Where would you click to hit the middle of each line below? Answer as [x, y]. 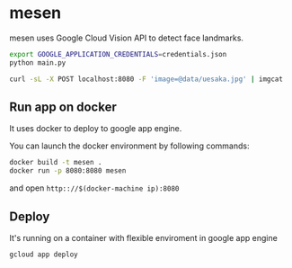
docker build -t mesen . [56, 163]
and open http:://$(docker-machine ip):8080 [94, 188]
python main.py [38, 63]
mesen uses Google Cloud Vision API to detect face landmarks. [127, 38]
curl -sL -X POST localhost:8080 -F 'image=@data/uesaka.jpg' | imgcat [146, 79]
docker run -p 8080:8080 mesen [68, 171]
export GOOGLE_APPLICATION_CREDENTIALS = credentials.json [118, 54]
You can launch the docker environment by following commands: [129, 146]
